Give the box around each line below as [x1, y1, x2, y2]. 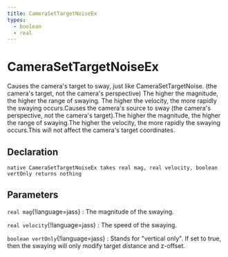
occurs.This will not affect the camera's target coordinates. [7, 126, 175, 135]
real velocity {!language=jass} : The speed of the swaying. [7, 220, 178, 229]
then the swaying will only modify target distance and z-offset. [7, 241, 185, 249]
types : [7, 17, 26, 23]
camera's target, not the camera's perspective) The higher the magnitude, [7, 89, 219, 97]
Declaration [7, 146, 59, 158]
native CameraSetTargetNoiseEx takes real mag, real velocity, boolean [7, 164, 218, 171]
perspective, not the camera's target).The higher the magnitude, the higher [7, 111, 221, 120]
